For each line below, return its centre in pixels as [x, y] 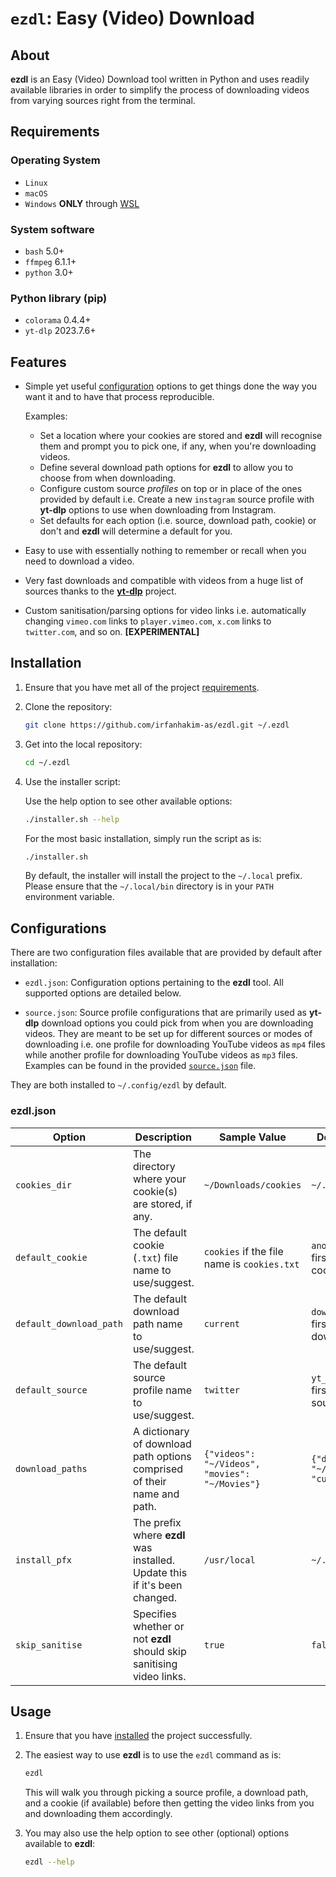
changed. [155, 1597]
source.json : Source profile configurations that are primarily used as [165, 1013]
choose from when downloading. [108, 478]
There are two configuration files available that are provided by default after [166, 953]
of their [149, 1481]
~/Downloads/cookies [252, 1185]
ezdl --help [49, 1862]
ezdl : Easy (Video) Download [132, 18]
